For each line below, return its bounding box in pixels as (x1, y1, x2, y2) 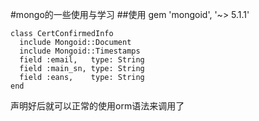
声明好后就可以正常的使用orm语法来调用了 (10, 100, 185, 112)
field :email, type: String (19, 55, 145, 65)
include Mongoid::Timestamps (19, 46, 141, 56)
